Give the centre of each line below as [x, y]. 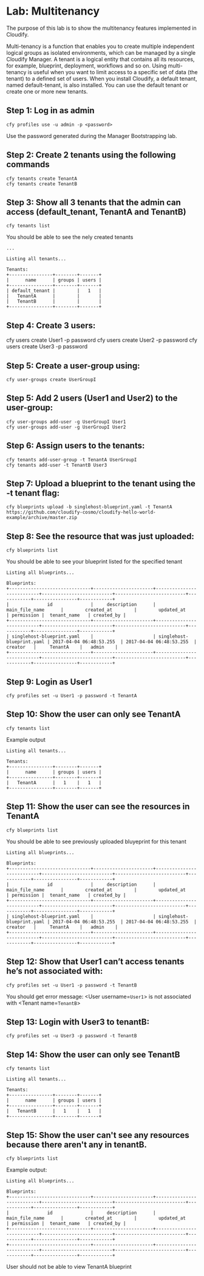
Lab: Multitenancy [53, 11]
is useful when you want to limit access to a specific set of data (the [113, 72]
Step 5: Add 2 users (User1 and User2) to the [92, 398]
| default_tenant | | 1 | [54, 291]
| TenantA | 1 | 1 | [54, 782]
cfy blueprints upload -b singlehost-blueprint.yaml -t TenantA [89, 507]
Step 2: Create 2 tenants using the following [91, 155]
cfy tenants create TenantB [42, 184]
